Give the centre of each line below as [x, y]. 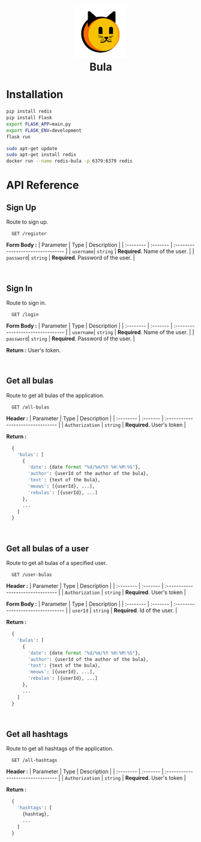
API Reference [43, 185]
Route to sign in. [26, 302]
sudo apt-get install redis [41, 155]
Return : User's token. [34, 350]
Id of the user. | [158, 611]
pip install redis [29, 111]
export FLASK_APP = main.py [38, 124]
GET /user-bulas [32, 575]
